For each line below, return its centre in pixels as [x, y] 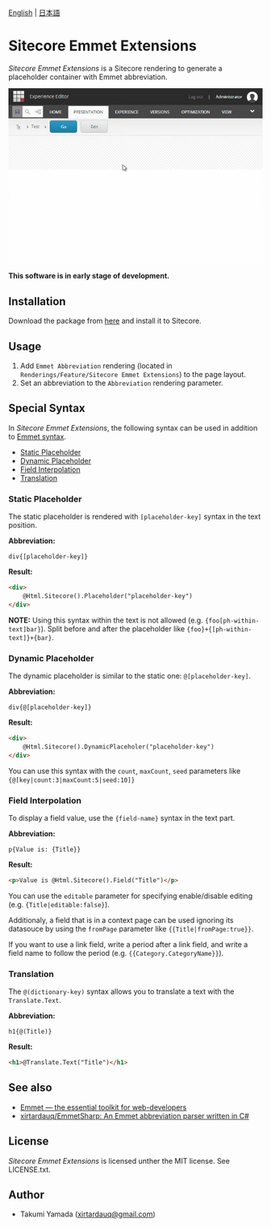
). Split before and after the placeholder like [113, 628]
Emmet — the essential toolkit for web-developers [103, 1107]
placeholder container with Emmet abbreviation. [88, 77]
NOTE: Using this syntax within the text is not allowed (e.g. [106, 620]
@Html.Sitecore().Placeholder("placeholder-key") [108, 597]
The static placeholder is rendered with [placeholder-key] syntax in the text [135, 516]
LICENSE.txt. [29, 1170]
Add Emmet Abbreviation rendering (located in [96, 366]
